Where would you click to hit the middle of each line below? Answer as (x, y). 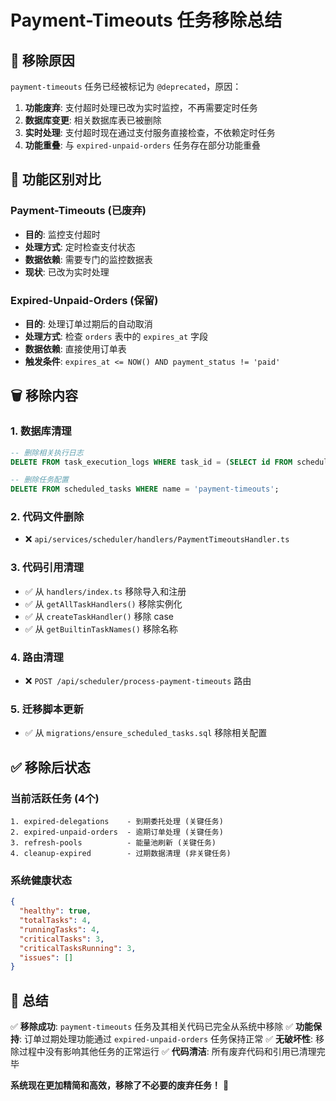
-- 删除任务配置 (39, 480)
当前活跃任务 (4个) (55, 798)
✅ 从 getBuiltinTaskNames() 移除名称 (101, 628)
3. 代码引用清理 (47, 568)
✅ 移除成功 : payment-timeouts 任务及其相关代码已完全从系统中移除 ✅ (152, 1027)
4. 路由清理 (37, 657)
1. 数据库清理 (41, 431)
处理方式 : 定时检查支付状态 (80, 247)
